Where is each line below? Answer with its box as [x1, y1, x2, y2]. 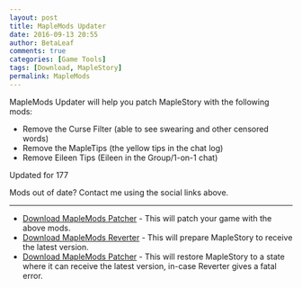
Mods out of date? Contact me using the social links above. [9, 186, 229, 198]
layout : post [9, 13, 58, 22]
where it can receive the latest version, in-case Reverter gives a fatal [22, 260, 277, 271]
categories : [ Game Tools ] [9, 55, 106, 64]
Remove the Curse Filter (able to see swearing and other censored [22, 123, 270, 134]
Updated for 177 [9, 169, 69, 180]
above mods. [22, 222, 71, 233]
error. [22, 270, 43, 281]
